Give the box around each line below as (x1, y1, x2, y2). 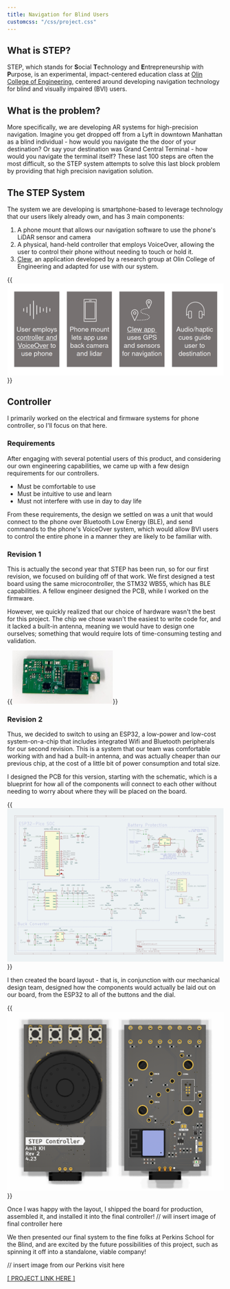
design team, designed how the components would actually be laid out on (7, 983, 216, 991)
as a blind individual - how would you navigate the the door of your (7, 138, 196, 146)
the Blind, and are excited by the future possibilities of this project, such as (7, 1240, 218, 1248)
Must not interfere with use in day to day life (16, 497, 142, 505)
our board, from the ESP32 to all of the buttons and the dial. (7, 990, 176, 999)
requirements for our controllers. (7, 468, 100, 477)
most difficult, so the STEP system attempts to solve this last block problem (7, 160, 221, 168)
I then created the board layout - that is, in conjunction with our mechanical (7, 975, 220, 984)
